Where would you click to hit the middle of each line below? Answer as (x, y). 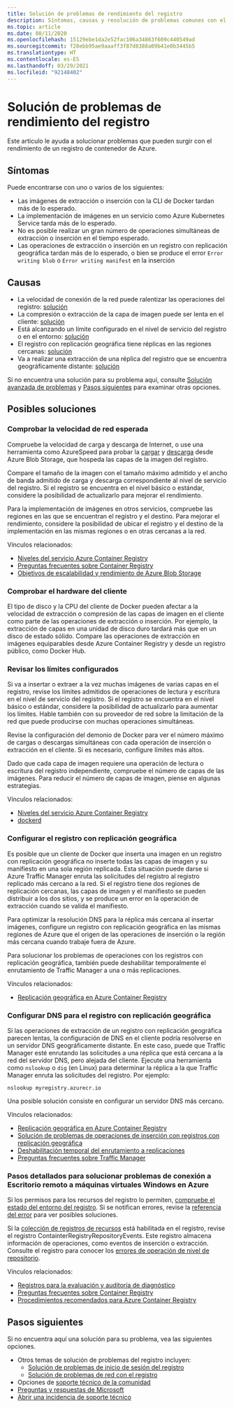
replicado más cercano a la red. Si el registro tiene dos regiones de (104, 883)
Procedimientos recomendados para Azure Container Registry (107, 1300)
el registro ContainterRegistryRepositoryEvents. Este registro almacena (109, 1236)
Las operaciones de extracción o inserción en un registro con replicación (123, 246)
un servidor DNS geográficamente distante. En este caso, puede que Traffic (116, 1045)
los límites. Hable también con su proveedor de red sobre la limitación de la (115, 714)
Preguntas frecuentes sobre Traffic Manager (81, 1157)
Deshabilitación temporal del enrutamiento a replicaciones (101, 1150)
